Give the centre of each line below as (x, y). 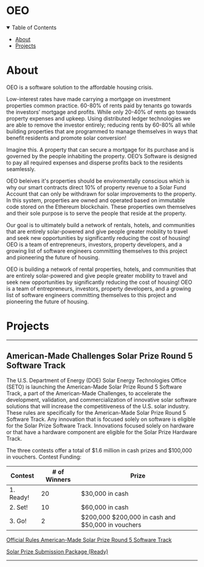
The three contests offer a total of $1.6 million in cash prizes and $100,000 (99, 450)
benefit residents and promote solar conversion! (66, 138)
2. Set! (19, 507)
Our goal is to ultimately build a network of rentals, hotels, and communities (101, 225)
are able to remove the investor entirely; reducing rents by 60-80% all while (101, 125)
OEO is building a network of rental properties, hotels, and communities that (101, 269)
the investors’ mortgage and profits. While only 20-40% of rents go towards (101, 112)
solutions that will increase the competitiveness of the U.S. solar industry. (98, 406)
